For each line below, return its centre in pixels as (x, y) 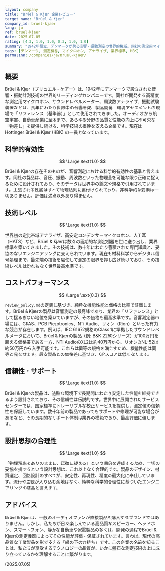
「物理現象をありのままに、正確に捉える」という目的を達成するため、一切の (82, 463)
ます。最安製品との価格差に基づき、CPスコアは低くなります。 (89, 354)
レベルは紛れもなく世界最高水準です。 (48, 266)
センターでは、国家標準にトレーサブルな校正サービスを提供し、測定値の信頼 (82, 406)
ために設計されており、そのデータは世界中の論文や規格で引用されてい (80, 184)
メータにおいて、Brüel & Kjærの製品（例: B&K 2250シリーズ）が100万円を (84, 336)
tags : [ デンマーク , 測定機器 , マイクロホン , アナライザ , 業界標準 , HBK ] (72, 51)
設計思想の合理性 (31, 441)
